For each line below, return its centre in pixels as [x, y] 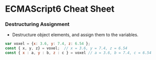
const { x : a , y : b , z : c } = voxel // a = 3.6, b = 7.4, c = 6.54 [78, 53]
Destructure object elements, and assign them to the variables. [75, 35]
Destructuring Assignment [37, 24]
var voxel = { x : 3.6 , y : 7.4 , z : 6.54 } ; [48, 44]
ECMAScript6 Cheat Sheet [60, 9]
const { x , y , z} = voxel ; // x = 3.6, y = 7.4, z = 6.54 [66, 48]
